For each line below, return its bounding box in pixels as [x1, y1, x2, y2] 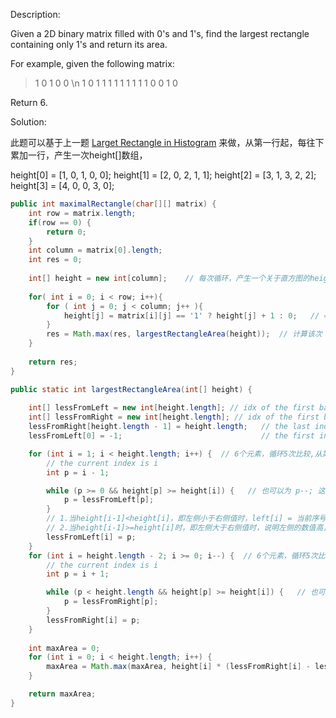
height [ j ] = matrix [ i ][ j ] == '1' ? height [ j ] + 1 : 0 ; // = [63, 310, 329, 321]
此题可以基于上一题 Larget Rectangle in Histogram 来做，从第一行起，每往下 [10, 137, 325, 148]
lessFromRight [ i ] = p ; [46, 615, 141, 625]
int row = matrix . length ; [28, 208, 137, 218]
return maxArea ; [28, 689, 97, 699]
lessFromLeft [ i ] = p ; [46, 532, 137, 542]
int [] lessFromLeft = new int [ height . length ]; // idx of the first [28, 403, 315, 413]
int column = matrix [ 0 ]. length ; [28, 245, 163, 256]
